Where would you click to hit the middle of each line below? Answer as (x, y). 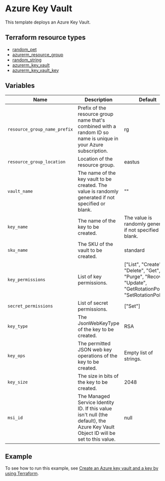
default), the (92, 421)
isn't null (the (93, 414)
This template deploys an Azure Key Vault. (48, 22)
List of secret (93, 303)
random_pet (24, 49)
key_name (18, 227)
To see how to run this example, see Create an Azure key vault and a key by (82, 468)
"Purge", (134, 276)
